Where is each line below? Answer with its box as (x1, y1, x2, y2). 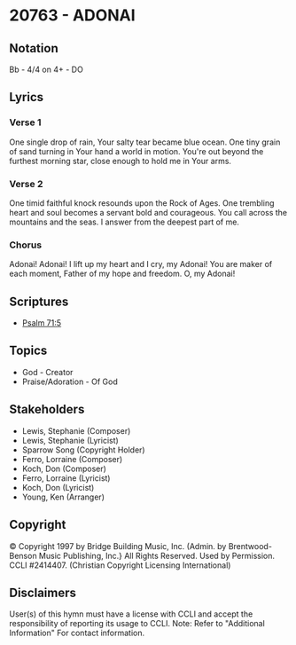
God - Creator (21, 366, 74, 377)
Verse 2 (9, 177, 43, 190)
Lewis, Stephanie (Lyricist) (21, 435, 120, 445)
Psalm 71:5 (21, 318, 62, 328)
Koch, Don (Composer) (21, 463, 106, 474)
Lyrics (9, 90, 44, 105)
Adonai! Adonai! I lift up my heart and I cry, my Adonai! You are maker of (9, 259, 273, 270)
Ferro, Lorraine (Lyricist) (21, 472, 111, 484)
